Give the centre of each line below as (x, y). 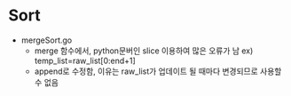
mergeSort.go (47, 40)
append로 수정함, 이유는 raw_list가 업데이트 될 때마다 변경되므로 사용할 (158, 71)
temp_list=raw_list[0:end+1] (85, 60)
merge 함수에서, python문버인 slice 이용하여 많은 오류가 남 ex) (144, 51)
